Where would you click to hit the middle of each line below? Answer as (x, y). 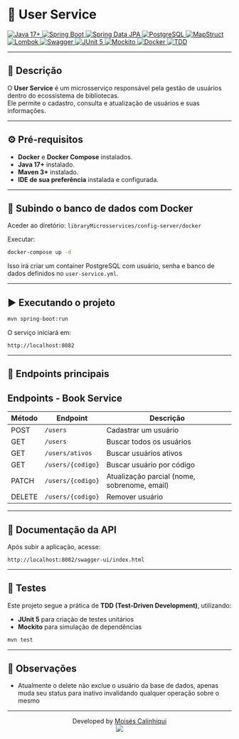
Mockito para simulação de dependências (80, 627)
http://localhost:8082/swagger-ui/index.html (76, 560)
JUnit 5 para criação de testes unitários (76, 619)
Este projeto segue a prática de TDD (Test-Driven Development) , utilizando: (119, 605)
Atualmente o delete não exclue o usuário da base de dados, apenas (118, 686)
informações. (27, 110)
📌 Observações (42, 669)
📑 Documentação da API (62, 530)
